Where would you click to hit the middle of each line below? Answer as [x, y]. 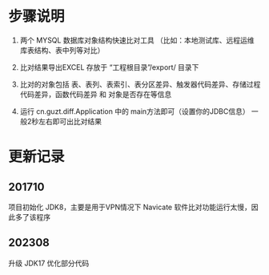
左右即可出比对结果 [70, 121]
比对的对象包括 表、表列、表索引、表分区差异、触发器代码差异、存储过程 [140, 84]
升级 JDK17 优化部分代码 [49, 263]
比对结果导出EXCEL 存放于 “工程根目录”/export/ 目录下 [109, 67]
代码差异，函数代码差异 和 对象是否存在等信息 [96, 94]
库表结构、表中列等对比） [62, 50]
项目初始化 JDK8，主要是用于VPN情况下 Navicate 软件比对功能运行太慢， [130, 207]
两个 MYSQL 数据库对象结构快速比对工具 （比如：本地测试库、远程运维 [137, 40]
